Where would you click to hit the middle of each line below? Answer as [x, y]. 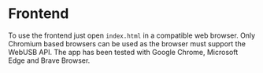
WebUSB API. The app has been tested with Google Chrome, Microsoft [123, 52]
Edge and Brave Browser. [49, 60]
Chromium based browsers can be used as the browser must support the [127, 43]
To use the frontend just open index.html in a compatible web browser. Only [132, 35]
